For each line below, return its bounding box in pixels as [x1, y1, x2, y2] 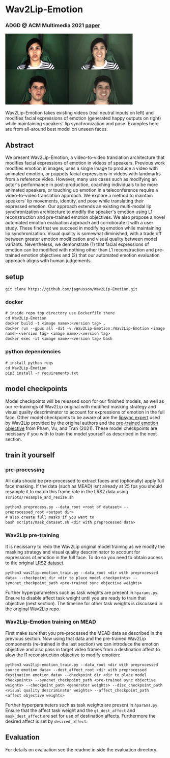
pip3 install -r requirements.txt [5, 371, 79, 376]
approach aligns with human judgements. [5, 258, 92, 264]
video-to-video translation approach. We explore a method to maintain [5, 193, 153, 199]
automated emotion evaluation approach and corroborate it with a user [5, 220, 154, 226]
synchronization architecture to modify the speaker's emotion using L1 [5, 209, 153, 215]
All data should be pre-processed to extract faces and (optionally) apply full [5, 478, 164, 484]
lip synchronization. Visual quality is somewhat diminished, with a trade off [5, 231, 162, 237]
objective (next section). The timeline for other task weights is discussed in [5, 600, 163, 606]
